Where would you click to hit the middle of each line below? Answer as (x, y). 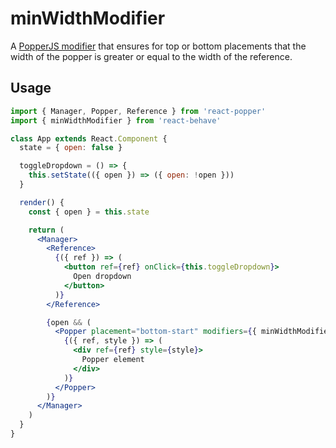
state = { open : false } (71, 148)
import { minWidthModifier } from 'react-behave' (116, 120)
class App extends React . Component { (89, 138)
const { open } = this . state (89, 212)
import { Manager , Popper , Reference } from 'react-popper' (138, 111)
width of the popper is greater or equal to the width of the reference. (151, 56)
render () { (42, 202)
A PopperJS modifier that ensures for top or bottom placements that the (158, 46)
